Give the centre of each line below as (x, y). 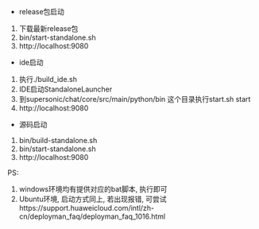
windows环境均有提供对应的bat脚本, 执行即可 (93, 189)
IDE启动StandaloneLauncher (66, 89)
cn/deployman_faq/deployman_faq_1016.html (92, 216)
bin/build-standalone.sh (58, 140)
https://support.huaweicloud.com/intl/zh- (87, 208)
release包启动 (42, 12)
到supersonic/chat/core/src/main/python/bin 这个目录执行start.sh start (135, 99)
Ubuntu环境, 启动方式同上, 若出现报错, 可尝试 (93, 199)
